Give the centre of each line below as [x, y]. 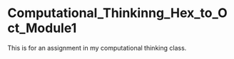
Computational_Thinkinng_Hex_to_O [118, 13]
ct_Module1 [42, 28]
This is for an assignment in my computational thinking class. [97, 48]
